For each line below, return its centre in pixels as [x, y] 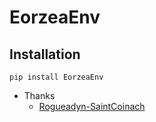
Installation [45, 54]
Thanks [39, 95]
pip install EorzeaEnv [56, 77]
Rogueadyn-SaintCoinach [92, 106]
